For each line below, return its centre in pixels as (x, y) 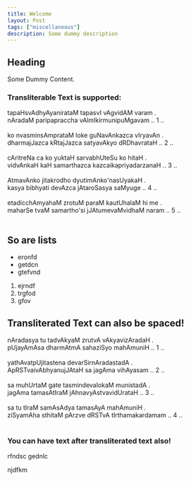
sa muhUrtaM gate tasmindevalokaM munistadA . (79, 385)
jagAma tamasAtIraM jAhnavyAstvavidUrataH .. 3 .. (81, 392)
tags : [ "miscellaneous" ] (44, 27)
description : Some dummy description (63, 34)
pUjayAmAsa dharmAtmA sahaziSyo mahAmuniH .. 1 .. (86, 348)
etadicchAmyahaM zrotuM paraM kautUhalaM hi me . (85, 203)
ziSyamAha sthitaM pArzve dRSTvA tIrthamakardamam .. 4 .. (95, 415)
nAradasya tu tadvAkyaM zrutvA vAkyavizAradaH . (80, 340)
